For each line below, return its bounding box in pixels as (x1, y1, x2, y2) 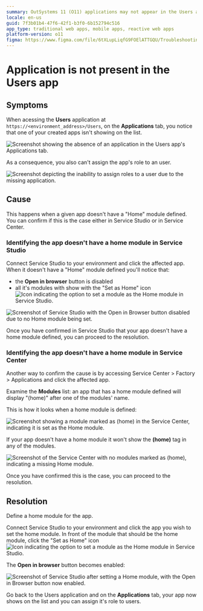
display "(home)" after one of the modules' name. (6, 394, 130, 402)
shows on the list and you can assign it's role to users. (6, 598, 141, 605)
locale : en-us (6, 15, 42, 21)
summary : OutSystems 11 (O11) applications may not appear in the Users (6, 8, 193, 15)
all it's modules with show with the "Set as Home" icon (14, 284, 151, 292)
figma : (6, 37, 23, 43)
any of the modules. (6, 442, 56, 449)
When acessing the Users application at (6, 116, 106, 123)
